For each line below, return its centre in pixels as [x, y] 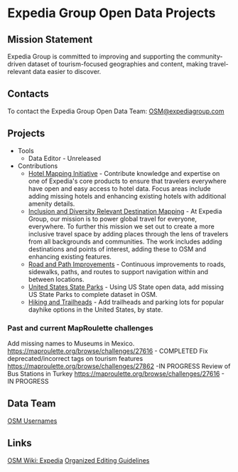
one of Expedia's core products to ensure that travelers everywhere [127, 181]
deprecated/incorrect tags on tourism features [75, 358]
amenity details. [52, 204]
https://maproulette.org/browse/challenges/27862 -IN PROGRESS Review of [119, 366]
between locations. [56, 279]
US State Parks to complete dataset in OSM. [93, 294]
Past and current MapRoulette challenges [81, 327]
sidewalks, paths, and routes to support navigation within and [118, 271]
